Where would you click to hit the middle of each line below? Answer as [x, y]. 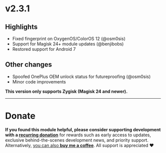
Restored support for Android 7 [44, 49]
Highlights [21, 27]
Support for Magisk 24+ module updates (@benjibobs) [68, 44]
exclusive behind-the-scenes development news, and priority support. [77, 140]
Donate [20, 116]
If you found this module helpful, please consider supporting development [83, 129]
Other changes [29, 65]
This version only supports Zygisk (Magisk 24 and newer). [66, 91]
